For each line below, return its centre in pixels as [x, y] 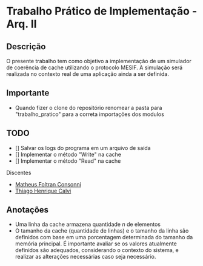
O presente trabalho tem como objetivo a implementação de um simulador [99, 61]
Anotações [28, 210]
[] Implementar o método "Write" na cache [68, 154]
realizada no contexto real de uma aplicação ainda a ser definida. [88, 74]
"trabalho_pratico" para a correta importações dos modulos [90, 114]
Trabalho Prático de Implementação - [102, 11]
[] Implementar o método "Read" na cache [68, 161]
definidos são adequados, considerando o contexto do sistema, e [97, 250]
